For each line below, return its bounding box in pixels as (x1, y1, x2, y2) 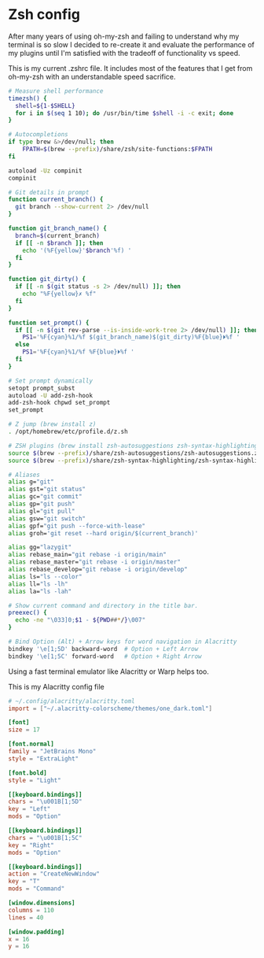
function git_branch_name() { (8, 224, 108, 233)
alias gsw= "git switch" (8, 514, 86, 523)
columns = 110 (8, 906, 55, 914)
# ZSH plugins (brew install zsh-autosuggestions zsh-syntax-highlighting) (8, 442, 262, 449)
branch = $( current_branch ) (15, 231, 101, 239)
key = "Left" (8, 805, 51, 813)
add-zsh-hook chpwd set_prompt (8, 399, 111, 407)
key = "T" (8, 878, 41, 886)
